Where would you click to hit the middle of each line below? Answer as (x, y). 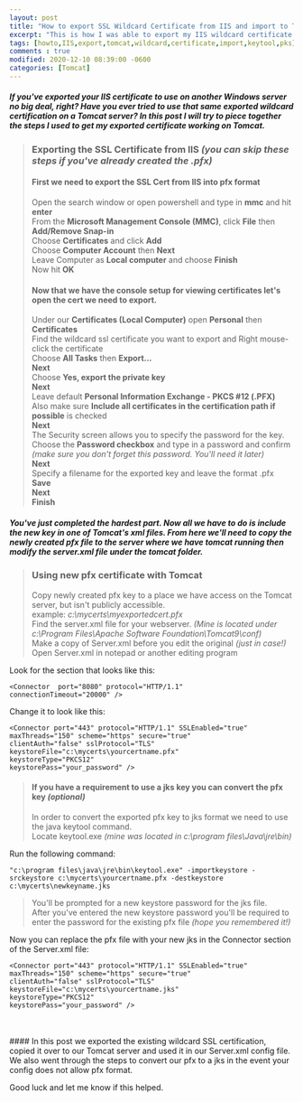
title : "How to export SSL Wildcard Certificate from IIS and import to (149, 26)
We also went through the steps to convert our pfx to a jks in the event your (150, 1060)
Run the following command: (62, 854)
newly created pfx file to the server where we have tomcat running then (147, 542)
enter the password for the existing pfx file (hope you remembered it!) (161, 921)
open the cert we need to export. (94, 300)
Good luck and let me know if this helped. (87, 1087)
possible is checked (69, 416)
